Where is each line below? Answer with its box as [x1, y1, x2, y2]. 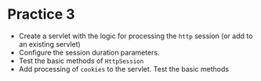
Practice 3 [7, 5, 75, 23]
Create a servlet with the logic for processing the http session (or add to [18, 31, 253, 40]
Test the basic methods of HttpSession [18, 56, 144, 65]
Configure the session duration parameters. [18, 48, 160, 57]
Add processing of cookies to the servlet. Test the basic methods [18, 64, 229, 73]
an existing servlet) [18, 39, 82, 48]
